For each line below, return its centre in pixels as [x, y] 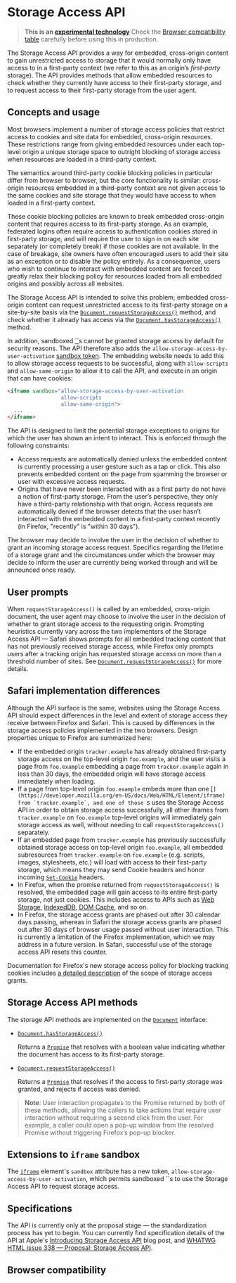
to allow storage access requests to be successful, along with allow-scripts [118, 363]
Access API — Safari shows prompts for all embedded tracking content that [117, 639]
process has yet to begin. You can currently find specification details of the [116, 1233]
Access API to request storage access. [63, 1187]
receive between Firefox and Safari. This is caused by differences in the [111, 722]
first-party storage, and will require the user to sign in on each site [103, 238]
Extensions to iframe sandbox [74, 1154]
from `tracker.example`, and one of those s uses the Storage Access [120, 802]
